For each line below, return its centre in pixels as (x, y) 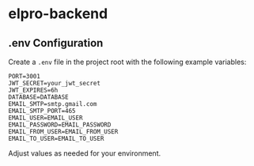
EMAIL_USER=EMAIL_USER (45, 118)
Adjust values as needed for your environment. (85, 153)
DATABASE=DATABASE (38, 97)
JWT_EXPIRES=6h (33, 90)
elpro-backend (58, 14)
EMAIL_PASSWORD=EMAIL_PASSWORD (60, 125)
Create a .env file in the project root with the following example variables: (127, 62)
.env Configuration (56, 43)
